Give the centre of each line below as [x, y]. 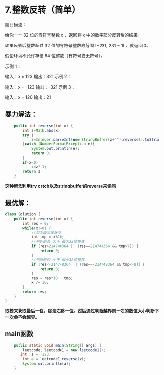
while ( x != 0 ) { [37, 228]
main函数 [19, 334]
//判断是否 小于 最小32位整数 [58, 260]
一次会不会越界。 [22, 317]
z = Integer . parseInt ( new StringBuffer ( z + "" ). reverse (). [88, 140]
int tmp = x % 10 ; [48, 237]
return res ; [35, 292]
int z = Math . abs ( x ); [42, 130]
